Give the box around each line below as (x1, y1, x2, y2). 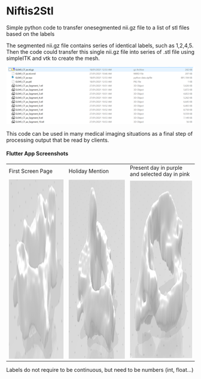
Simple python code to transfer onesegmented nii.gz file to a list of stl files (6, 24, 190, 31)
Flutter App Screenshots (6, 150, 69, 157)
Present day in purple (129, 164, 182, 172)
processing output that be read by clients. (6, 136, 109, 143)
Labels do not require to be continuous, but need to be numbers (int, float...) (6, 366, 194, 374)
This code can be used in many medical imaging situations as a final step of (6, 130, 193, 137)
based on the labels (6, 30, 55, 37)
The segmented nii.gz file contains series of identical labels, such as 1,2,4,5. (6, 42, 194, 49)
